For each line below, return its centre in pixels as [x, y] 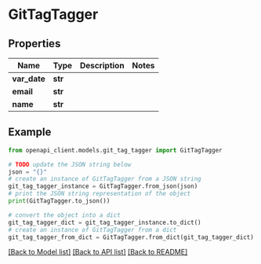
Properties [34, 44]
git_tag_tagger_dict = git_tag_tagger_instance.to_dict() [105, 222]
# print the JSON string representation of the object [100, 194]
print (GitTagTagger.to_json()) [59, 201]
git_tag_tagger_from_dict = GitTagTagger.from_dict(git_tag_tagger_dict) [131, 237]
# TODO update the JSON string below [70, 164]
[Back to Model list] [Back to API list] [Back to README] [98, 252]
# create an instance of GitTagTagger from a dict [92, 229]
